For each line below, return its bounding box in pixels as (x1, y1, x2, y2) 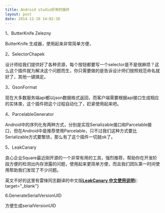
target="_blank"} (5, 183, 39, 189)
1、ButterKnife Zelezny (5, 30, 52, 36)
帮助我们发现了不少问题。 (9, 167, 61, 173)
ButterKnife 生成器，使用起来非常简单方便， (5, 41, 94, 47)
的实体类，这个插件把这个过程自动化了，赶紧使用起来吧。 (5, 101, 121, 107)
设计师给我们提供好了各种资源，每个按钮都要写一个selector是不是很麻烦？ (5, 62, 155, 68)
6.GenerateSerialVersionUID (5, 192, 62, 199)
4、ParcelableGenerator (5, 111, 54, 117)
